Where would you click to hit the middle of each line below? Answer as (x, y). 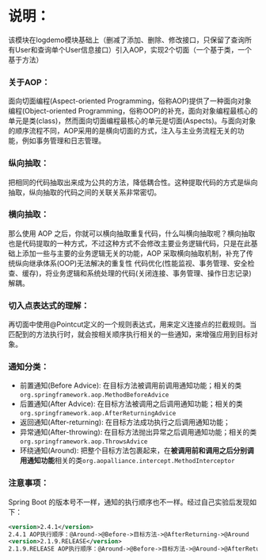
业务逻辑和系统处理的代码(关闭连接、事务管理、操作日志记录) (152, 273)
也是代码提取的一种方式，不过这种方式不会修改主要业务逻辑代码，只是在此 (129, 243)
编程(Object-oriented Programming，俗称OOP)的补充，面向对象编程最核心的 (133, 111)
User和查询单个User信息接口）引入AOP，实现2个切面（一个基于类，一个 (133, 49)
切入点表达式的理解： (49, 305)
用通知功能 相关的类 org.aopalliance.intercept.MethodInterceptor (127, 461)
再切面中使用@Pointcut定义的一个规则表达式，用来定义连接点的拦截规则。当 (133, 324)
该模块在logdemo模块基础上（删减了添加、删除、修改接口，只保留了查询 (127, 40)
